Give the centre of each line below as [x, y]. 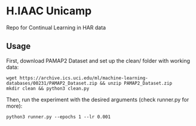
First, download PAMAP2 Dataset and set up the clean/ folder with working [98, 60]
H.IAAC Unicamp [49, 11]
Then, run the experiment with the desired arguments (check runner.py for [98, 99]
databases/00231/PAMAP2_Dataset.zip [52, 83]
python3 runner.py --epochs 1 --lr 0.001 [59, 117]
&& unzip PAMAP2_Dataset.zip [136, 83]
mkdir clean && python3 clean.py [48, 88]
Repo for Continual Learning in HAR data [56, 27]
